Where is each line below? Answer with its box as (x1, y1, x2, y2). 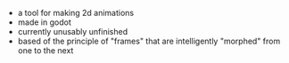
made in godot (17, 17, 71, 28)
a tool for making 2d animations (17, 8, 135, 18)
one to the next (17, 45, 74, 56)
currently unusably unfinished (17, 27, 128, 36)
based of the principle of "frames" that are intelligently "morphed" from (17, 35, 281, 46)
